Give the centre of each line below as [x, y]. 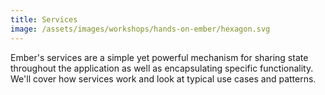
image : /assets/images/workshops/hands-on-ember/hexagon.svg [140, 29]
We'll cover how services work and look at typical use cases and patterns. [163, 78]
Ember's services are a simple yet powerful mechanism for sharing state [159, 57]
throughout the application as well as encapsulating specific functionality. [162, 68]
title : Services [44, 19]
